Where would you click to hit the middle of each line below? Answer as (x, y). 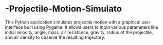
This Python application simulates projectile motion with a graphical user (78, 22)
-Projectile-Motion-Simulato (63, 9)
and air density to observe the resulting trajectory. (55, 37)
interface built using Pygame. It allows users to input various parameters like (81, 27)
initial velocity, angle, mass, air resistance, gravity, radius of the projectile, (79, 32)
